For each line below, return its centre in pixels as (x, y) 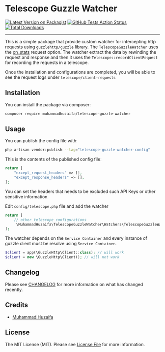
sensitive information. (27, 196)
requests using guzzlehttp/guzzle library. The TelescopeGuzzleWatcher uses (82, 47)
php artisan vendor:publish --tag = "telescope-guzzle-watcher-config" (78, 150)
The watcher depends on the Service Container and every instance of (76, 238)
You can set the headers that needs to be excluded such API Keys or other (80, 191)
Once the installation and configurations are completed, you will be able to (80, 72)
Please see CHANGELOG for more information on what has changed (74, 284)
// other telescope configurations (50, 220)
